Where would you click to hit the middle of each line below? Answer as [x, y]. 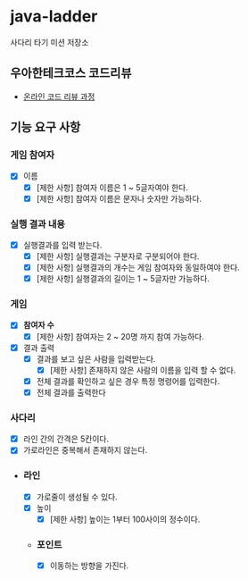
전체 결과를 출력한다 [71, 392]
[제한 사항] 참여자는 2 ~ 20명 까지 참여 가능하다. [120, 336]
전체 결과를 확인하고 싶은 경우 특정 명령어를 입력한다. [128, 381]
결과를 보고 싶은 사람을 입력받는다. [96, 358]
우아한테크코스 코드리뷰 [71, 73]
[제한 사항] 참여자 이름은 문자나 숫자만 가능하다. [119, 198]
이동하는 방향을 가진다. [89, 566]
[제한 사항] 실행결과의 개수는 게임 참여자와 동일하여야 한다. [138, 268]
